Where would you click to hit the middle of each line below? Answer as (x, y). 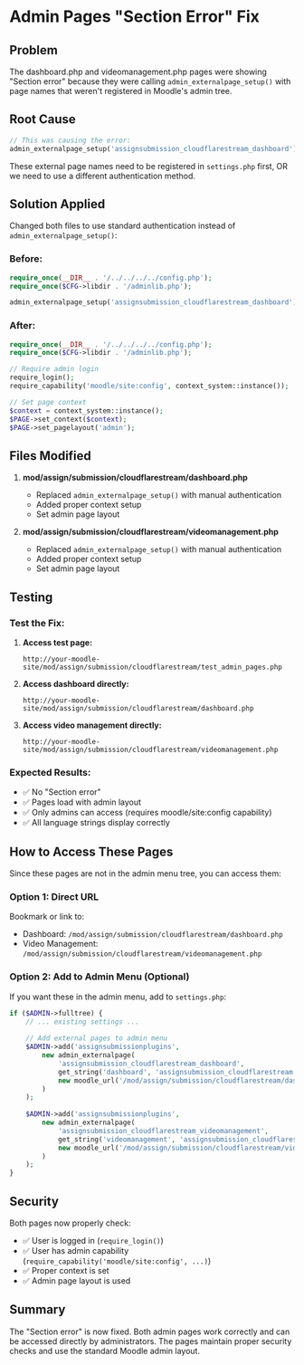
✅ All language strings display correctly (96, 823)
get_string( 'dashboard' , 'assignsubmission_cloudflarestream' (177, 1072)
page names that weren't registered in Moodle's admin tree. (121, 91)
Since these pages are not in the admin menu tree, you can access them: (146, 873)
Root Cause (43, 119)
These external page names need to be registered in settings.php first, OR (148, 166)
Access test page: (57, 642)
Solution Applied (57, 204)
